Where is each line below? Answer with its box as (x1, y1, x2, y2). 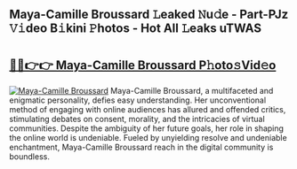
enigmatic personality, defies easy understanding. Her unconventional (9, 95, 267, 105)
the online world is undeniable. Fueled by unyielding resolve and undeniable (9, 133, 287, 142)
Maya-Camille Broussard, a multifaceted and (110, 86, 274, 96)
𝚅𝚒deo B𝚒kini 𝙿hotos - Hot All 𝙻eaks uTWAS (9, 21, 262, 36)
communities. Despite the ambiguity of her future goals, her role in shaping (9, 123, 285, 134)
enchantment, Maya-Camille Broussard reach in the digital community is (9, 142, 274, 152)
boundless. (9, 151, 51, 162)
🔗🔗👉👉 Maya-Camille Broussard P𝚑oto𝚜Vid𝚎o (9, 58, 277, 73)
